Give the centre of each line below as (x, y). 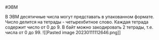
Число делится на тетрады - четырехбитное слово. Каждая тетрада (77, 22)
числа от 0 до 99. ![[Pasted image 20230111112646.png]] (63, 32)
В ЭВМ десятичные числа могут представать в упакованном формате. (79, 17)
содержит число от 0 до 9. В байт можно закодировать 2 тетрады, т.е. (79, 27)
